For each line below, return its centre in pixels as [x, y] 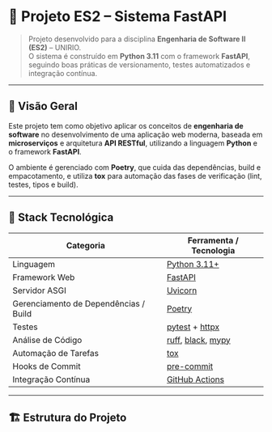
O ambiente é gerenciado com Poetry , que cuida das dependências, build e [135, 167]
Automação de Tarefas [56, 353]
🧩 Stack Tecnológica [61, 218]
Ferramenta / [213, 240]
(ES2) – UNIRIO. [55, 47]
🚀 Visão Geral [43, 106]
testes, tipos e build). [43, 184]
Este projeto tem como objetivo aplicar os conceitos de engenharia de [126, 125]
